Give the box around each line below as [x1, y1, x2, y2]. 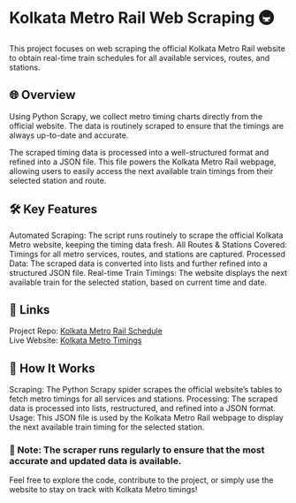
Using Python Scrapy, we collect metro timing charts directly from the [9, 111, 263, 121]
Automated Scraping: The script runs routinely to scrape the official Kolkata [9, 230, 284, 240]
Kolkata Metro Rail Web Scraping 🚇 [9, 8, 275, 28]
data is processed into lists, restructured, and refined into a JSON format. [9, 403, 277, 414]
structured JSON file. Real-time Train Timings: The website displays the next [9, 267, 288, 278]
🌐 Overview [9, 88, 76, 103]
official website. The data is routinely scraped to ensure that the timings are [9, 120, 285, 131]
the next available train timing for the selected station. [9, 422, 205, 432]
